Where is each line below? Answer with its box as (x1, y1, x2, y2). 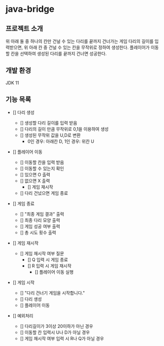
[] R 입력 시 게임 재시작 (27, 263, 72, 269)
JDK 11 (5, 80, 19, 86)
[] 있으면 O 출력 (20, 172, 51, 177)
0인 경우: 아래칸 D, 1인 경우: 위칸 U (27, 138, 95, 144)
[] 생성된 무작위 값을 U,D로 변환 (20, 132, 81, 138)
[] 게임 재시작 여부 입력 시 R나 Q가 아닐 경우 (20, 335, 104, 341)
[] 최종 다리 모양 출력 (20, 217, 61, 223)
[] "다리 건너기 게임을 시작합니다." (20, 290, 85, 296)
